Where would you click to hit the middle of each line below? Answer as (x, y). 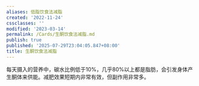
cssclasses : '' (25, 23)
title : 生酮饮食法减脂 (32, 51)
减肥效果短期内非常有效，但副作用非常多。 (96, 77)
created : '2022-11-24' (35, 18)
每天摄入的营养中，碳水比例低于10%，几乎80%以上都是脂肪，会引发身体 (97, 69)
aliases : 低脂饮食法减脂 (34, 12)
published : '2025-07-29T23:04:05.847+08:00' (63, 46)
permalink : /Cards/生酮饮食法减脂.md (51, 35)
